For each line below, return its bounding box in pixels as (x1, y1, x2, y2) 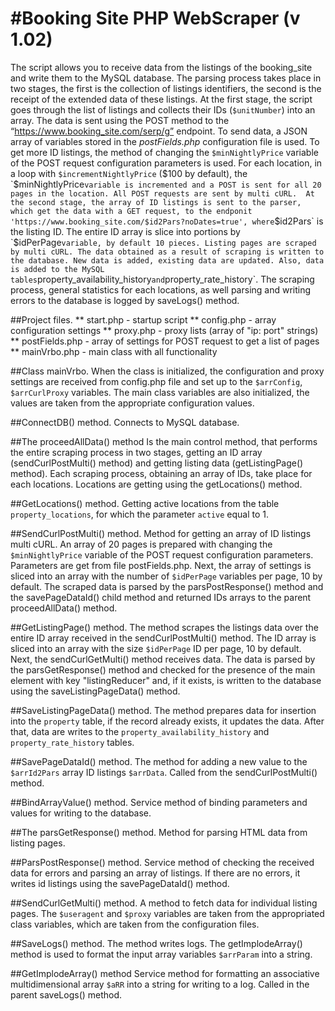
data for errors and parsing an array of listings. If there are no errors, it (10, 867, 301, 879)
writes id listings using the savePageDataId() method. (10, 877, 230, 889)
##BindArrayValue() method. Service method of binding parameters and (10, 796, 308, 808)
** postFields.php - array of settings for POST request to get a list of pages (10, 335, 320, 347)
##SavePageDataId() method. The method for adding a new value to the (10, 755, 308, 767)
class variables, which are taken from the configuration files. (10, 918, 260, 930)
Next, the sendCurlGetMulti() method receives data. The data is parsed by (10, 653, 316, 665)
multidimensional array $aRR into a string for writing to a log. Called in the (10, 978, 310, 990)
